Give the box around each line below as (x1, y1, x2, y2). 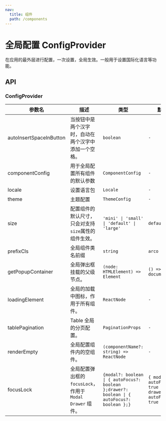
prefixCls (7, 248, 29, 255)
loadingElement (7, 296, 44, 303)
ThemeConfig (103, 197, 131, 202)
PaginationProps (103, 325, 141, 330)
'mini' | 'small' (103, 215, 144, 221)
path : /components (9, 16, 48, 21)
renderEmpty (7, 349, 38, 355)
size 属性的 (70, 228, 95, 234)
